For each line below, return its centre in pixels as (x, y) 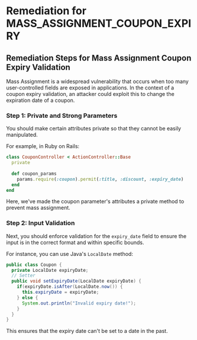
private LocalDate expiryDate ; (50, 270)
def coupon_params (34, 174)
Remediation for (46, 11)
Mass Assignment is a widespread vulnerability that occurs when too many (98, 81)
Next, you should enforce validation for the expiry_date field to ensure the (96, 236)
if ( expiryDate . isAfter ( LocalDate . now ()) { (70, 287)
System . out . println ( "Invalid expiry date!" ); (79, 303)
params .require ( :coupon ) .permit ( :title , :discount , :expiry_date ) (100, 179)
